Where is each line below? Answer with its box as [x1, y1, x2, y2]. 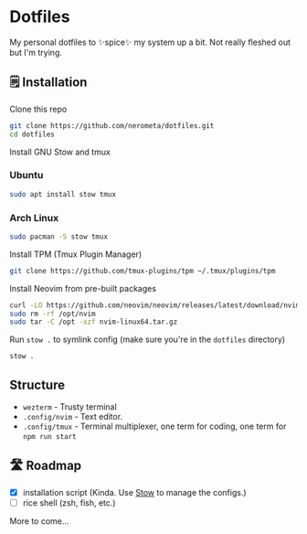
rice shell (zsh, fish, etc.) [22, 497, 116, 508]
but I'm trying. [9, 47, 62, 58]
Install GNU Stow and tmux [9, 146, 111, 157]
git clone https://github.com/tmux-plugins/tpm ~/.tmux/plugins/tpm [9, 266, 276, 275]
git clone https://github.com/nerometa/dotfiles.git [9, 121, 215, 130]
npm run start [22, 433, 77, 442]
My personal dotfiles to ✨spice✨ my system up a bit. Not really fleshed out [9, 37, 291, 48]
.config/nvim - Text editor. [22, 411, 123, 422]
